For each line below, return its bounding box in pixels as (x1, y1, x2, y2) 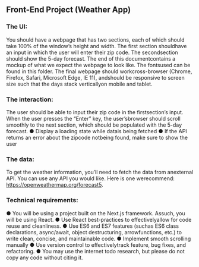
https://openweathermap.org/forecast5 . (6, 181, 103, 189)
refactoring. (6, 247, 35, 255)
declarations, (6, 228, 39, 235)
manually (6, 241, 29, 249)
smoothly (6, 121, 29, 128)
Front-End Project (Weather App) (6, 5, 131, 15)
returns (6, 134, 24, 141)
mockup (6, 61, 27, 68)
